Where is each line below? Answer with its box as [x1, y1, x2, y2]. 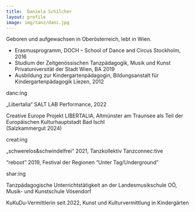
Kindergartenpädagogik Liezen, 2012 [14, 78, 105, 85]
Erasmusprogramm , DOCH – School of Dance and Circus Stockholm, [14, 47, 181, 54]
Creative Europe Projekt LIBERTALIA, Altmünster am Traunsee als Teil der [6, 112, 183, 119]
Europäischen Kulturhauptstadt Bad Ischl [6, 119, 105, 126]
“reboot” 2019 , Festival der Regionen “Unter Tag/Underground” [6, 159, 159, 166]
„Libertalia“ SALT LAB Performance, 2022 [6, 101, 107, 108]
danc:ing [6, 89, 28, 97]
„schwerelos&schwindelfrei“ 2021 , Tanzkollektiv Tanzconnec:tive [6, 147, 163, 154]
